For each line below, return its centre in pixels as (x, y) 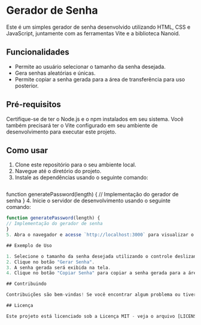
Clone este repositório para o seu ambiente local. (75, 165)
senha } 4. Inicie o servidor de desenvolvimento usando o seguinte (88, 201)
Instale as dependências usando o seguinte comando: (81, 178)
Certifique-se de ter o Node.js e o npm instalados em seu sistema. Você (95, 119)
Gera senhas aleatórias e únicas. (55, 73)
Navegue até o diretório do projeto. (58, 171)
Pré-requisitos (34, 104)
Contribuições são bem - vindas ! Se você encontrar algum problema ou (93, 295)
